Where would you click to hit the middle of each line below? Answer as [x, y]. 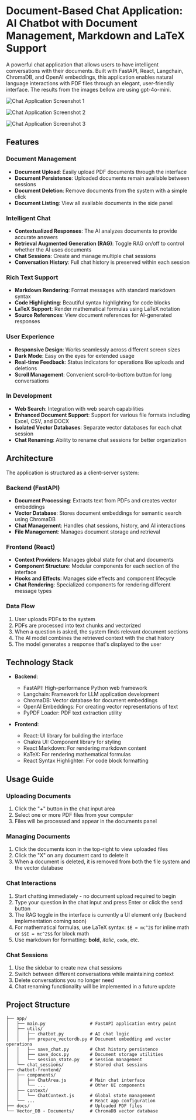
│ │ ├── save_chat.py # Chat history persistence [82, 1049]
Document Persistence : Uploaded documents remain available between [102, 178]
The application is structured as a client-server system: [73, 472]
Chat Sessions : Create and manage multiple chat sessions [85, 256]
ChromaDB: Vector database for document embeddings [90, 700]
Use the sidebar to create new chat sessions [68, 967]
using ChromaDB [35, 519]
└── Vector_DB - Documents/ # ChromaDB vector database [82, 1111]
